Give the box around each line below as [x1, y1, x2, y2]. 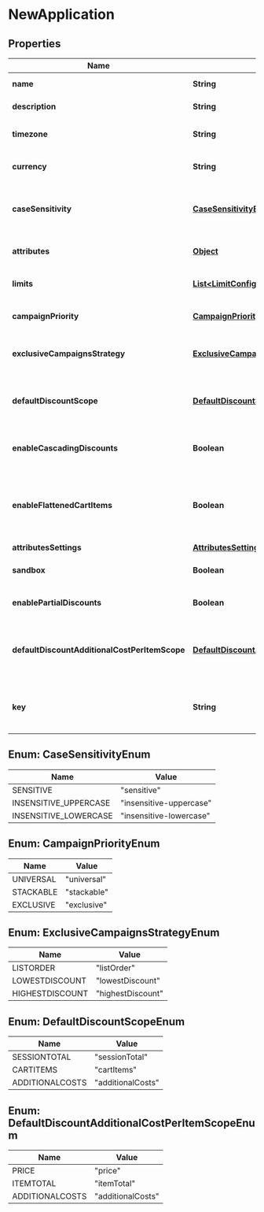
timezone [12, 128, 49, 139]
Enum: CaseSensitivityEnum [8, 748, 151, 762]
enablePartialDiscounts [12, 597, 102, 608]
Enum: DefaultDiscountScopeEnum [8, 1014, 185, 1029]
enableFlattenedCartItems [12, 500, 112, 510]
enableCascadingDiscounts [12, 443, 118, 454]
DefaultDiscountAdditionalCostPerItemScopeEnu [8, 1116, 255, 1129]
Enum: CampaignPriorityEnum [8, 837, 160, 851]
